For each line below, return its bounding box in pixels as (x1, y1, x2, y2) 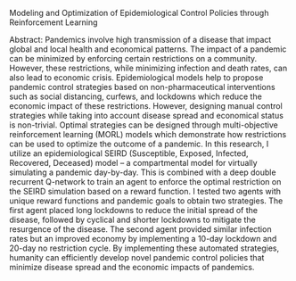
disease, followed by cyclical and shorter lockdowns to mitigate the (9, 214, 256, 225)
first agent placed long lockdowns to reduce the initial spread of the (9, 205, 259, 215)
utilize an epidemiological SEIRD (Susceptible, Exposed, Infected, (9, 148, 249, 159)
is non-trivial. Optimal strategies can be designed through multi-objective (9, 120, 278, 130)
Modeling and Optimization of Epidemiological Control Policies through (9, 8, 269, 18)
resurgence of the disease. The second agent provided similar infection (9, 224, 272, 235)
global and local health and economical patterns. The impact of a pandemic (9, 44, 287, 54)
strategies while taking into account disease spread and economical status (9, 111, 284, 120)
